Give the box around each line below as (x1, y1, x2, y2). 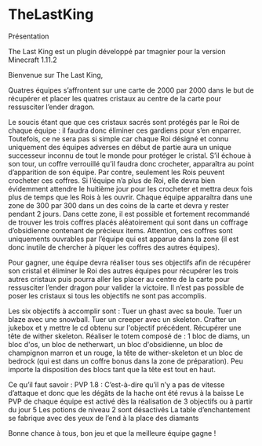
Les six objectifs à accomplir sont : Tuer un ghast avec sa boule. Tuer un (8, 306, 242, 316)
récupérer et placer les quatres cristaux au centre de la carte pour (8, 93, 222, 103)
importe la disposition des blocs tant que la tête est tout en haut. (8, 364, 216, 374)
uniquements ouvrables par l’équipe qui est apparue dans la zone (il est (8, 234, 239, 243)
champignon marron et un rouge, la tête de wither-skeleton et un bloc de (8, 348, 243, 357)
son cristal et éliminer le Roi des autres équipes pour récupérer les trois (8, 265, 239, 276)
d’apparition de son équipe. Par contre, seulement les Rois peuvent (8, 167, 225, 177)
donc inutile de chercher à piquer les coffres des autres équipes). (8, 242, 220, 252)
